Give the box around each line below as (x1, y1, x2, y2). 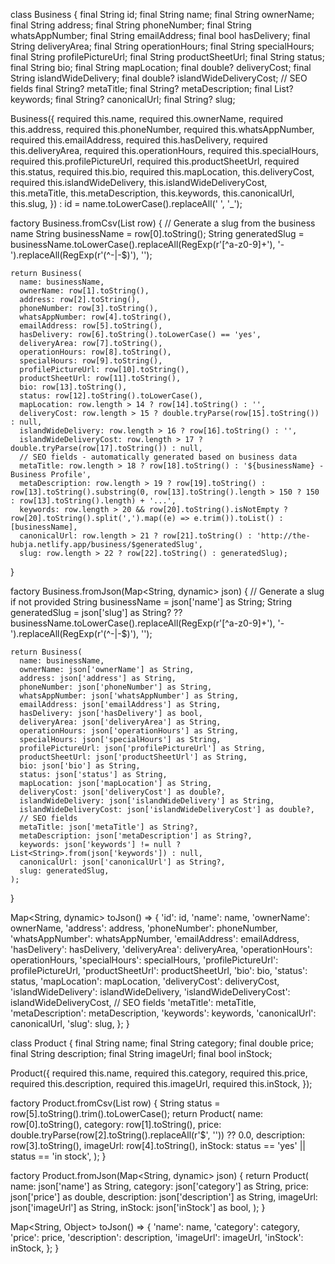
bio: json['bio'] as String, (19, 761, 141, 771)
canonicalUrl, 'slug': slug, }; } (10, 1018, 130, 1029)
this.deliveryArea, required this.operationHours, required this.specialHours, (10, 145, 319, 156)
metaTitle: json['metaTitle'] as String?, (19, 822, 199, 832)
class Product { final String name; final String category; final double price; (10, 1037, 314, 1049)
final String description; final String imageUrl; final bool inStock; (10, 1048, 273, 1059)
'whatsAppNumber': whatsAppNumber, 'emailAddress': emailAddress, (10, 933, 300, 944)
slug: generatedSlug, (19, 866, 110, 876)
